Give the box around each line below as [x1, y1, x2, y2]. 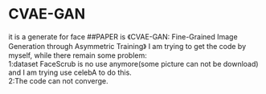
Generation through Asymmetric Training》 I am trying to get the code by [8, 41, 247, 51]
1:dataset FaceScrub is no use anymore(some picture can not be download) [8, 59, 259, 68]
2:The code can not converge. [8, 76, 108, 85]
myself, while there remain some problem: [8, 50, 147, 60]
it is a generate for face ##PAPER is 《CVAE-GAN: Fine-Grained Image [8, 31, 239, 41]
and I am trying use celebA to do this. [8, 67, 133, 77]
